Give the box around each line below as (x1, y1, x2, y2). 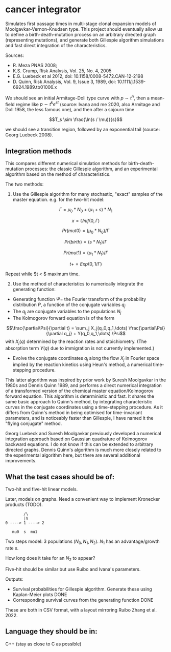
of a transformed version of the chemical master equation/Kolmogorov (5, 388, 154, 394)
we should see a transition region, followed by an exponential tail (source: (5, 127, 160, 133)
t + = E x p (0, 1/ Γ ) (69, 261, 102, 267)
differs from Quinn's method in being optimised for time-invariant (5, 410, 142, 416)
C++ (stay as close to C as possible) (5, 641, 82, 647)
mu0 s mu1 (12, 529, 38, 535)
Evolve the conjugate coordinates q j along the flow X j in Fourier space (12, 355, 160, 362)
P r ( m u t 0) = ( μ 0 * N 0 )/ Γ (62, 227, 110, 235)
